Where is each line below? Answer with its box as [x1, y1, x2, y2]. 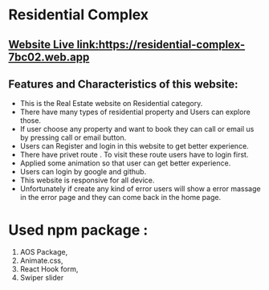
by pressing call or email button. [19, 133, 127, 142]
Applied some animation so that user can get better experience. [19, 158, 231, 168]
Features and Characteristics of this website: [8, 77, 238, 91]
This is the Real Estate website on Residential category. [19, 99, 203, 108]
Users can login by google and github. [19, 167, 147, 177]
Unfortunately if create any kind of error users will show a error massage [19, 184, 261, 194]
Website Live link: [8, 38, 99, 51]
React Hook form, [19, 264, 79, 274]
